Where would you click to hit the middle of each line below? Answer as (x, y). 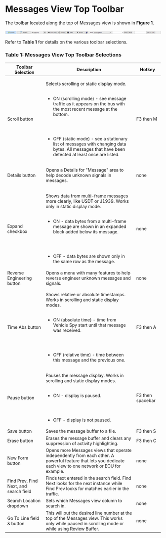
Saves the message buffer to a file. (81, 431)
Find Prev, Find (22, 481)
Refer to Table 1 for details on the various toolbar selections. (66, 42)
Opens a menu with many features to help (88, 272)
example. (55, 471)
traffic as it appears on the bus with (89, 104)
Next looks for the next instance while (84, 484)
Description (89, 70)
